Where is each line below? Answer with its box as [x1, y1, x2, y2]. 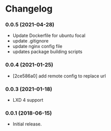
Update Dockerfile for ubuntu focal [12, 32, 86, 38]
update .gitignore [12, 38, 49, 44]
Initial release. [12, 121, 42, 127]
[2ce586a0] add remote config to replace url [12, 73, 106, 79]
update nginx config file [12, 43, 62, 50]
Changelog [5, 3, 53, 15]
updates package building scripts [12, 49, 83, 55]
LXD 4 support [12, 97, 44, 103]
